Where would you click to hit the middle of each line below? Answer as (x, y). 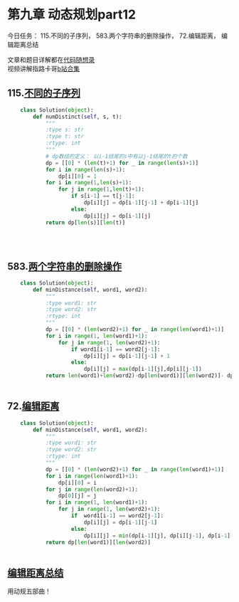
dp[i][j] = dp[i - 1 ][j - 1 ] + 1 (127, 356)
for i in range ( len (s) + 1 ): (85, 169)
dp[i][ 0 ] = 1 (78, 176)
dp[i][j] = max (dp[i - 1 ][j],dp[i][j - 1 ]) (143, 369)
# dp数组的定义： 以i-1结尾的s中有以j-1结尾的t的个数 (116, 156)
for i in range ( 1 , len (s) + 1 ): (89, 183)
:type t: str (64, 137)
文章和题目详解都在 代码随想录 (51, 59)
